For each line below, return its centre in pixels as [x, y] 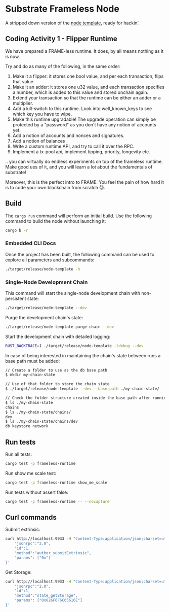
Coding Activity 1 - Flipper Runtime [61, 39]
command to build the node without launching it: [56, 221]
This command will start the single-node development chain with [73, 293]
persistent [16, 298]
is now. [13, 56]
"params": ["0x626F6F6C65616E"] [48, 600]
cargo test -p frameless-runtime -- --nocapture [57, 501]
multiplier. [23, 103]
